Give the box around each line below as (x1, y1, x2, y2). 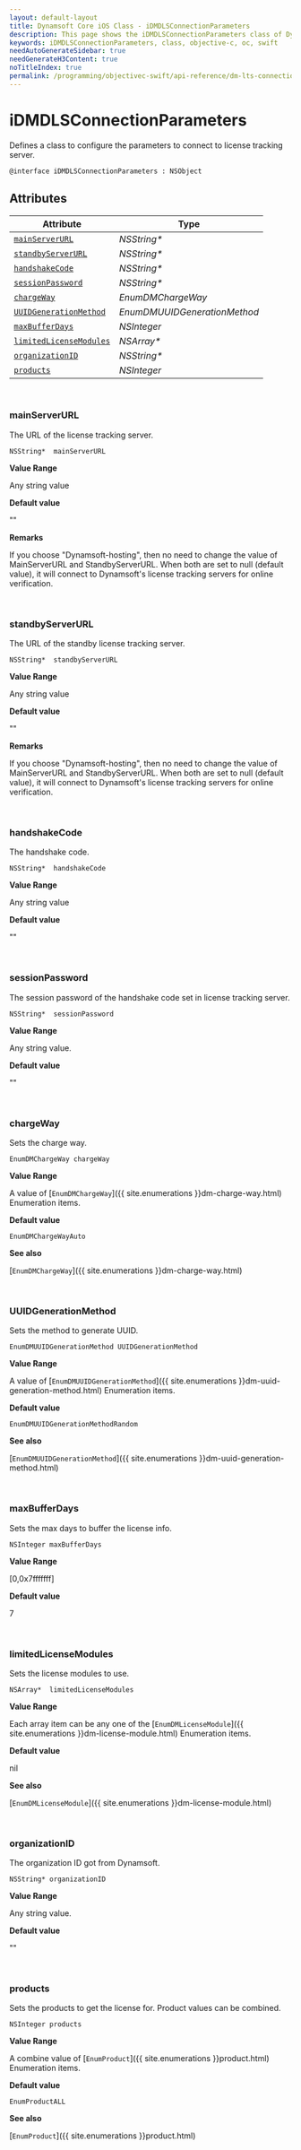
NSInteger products (9, 2020, 82, 2029)
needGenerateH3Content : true (9, 55, 118, 64)
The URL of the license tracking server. (9, 429, 154, 440)
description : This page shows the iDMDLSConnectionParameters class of (9, 30, 282, 39)
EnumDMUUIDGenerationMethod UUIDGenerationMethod (9, 1342, 199, 1352)
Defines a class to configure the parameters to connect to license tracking (9, 140, 284, 151)
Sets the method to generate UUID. (9, 1325, 139, 1336)
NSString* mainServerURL (9, 446, 106, 455)
